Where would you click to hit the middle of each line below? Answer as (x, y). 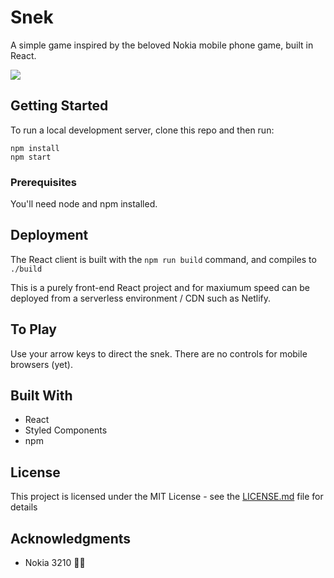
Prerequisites (43, 182)
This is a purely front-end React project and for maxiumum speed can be (160, 287)
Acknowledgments (71, 538)
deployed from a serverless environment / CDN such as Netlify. (141, 298)
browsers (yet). (41, 364)
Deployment (49, 235)
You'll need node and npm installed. (84, 204)
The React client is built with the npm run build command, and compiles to (163, 259)
